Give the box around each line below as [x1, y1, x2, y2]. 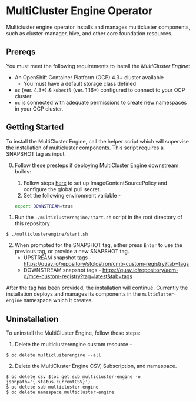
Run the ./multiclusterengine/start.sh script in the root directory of [14, 213, 182, 221]
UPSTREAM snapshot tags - [23, 254, 92, 261]
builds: [14, 168, 31, 175]
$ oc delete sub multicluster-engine [6, 384, 99, 390]
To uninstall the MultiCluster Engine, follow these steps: [6, 329, 141, 336]
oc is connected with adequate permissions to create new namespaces [14, 99, 187, 106]
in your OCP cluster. [14, 105, 64, 112]
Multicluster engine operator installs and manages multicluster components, [6, 24, 191, 31]
